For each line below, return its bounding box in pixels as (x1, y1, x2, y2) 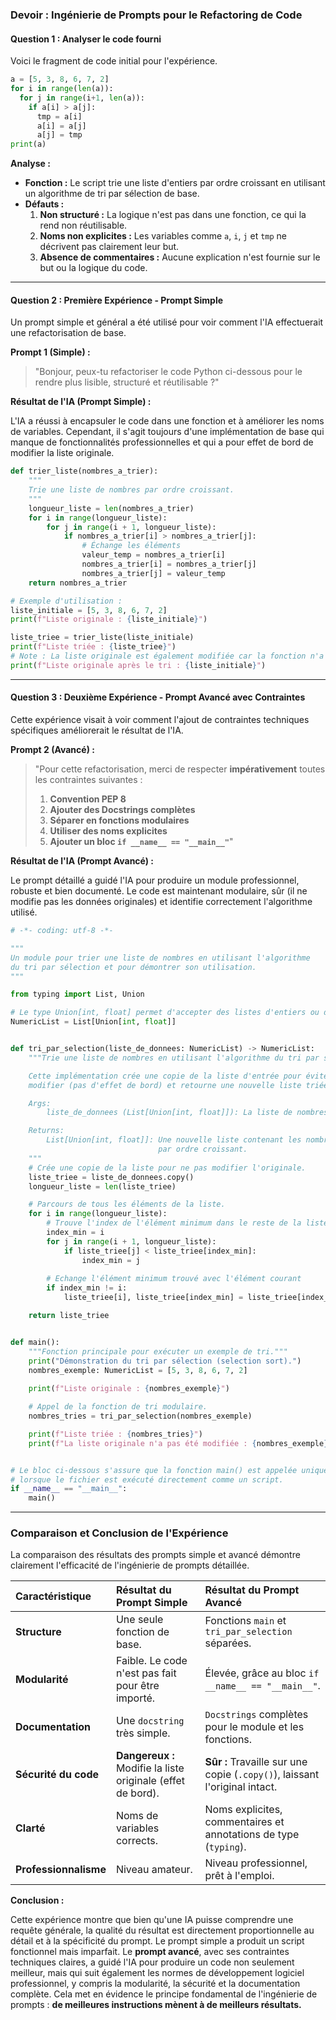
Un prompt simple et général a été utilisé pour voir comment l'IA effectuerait (10, 316, 324, 328)
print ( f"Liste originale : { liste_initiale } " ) (10, 614, 208, 625)
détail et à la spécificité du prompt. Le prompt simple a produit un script (10, 1935, 305, 1947)
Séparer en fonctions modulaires (49, 814, 190, 827)
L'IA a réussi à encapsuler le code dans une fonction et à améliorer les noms (10, 415, 325, 427)
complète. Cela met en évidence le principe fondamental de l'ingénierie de (10, 1988, 318, 2000)
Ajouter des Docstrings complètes (49, 804, 196, 816)
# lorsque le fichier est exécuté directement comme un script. (10, 1474, 284, 1485)
